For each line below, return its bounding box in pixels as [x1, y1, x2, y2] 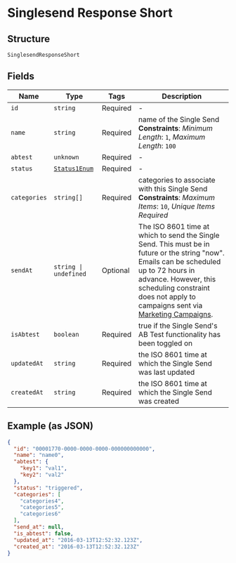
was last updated [138, 367, 195, 377]
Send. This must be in [138, 239, 210, 249]
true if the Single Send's [138, 321, 218, 331]
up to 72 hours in [138, 265, 195, 275]
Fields [7, 70, 35, 82]
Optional [101, 265, 130, 275]
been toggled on [138, 338, 193, 348]
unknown [53, 153, 79, 161]
